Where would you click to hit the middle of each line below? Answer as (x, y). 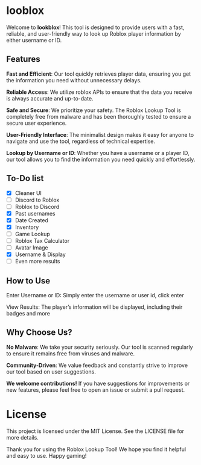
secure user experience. (37, 123)
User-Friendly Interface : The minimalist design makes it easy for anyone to (100, 134)
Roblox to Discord (37, 206)
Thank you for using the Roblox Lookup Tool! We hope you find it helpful (96, 449)
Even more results (37, 262)
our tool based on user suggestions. (51, 371)
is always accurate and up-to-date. (50, 98)
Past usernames (35, 213)
